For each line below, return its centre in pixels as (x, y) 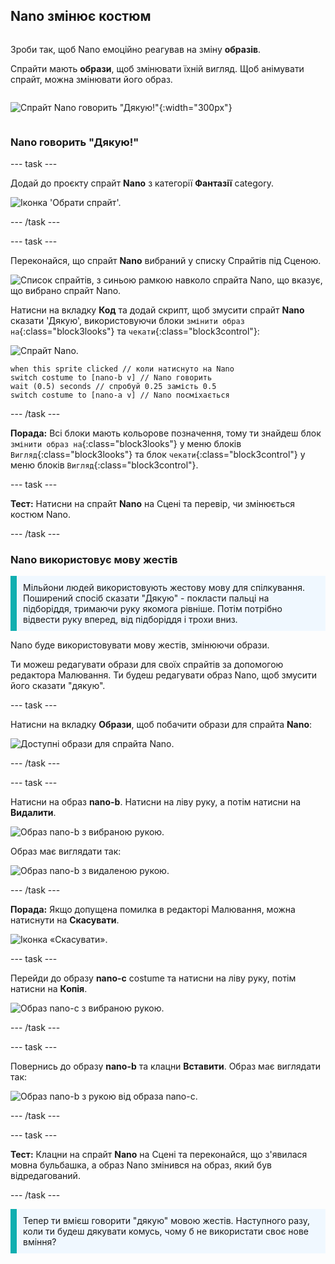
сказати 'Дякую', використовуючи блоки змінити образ (127, 321)
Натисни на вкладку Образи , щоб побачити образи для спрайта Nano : (161, 725)
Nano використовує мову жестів (94, 560)
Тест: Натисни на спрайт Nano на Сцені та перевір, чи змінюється (153, 504)
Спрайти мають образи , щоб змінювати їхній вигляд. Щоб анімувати (157, 68)
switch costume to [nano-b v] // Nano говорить (111, 378)
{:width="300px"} (195, 107)
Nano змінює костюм (81, 16)
